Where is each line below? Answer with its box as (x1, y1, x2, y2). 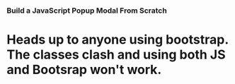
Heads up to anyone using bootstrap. (6, 32, 229, 48)
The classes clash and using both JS (6, 47, 226, 63)
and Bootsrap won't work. (6, 62, 162, 78)
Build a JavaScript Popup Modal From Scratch (6, 6, 167, 16)
